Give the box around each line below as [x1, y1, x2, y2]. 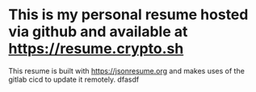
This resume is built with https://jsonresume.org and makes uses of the [8, 66, 245, 75]
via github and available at [8, 22, 188, 41]
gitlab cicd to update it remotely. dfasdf [8, 74, 140, 84]
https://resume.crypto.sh [8, 40, 184, 58]
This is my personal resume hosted [8, 6, 249, 24]
